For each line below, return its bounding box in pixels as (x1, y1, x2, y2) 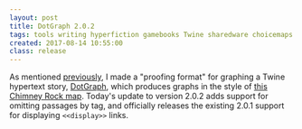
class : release (9, 47, 67, 56)
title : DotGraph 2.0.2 (9, 22, 95, 31)
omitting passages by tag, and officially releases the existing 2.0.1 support (9, 100, 285, 111)
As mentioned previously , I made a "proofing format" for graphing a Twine (9, 71, 286, 82)
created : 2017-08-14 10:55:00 (9, 38, 124, 48)
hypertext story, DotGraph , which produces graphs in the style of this (9, 81, 269, 92)
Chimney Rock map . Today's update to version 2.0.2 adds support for (9, 91, 269, 102)
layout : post (9, 13, 59, 23)
